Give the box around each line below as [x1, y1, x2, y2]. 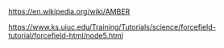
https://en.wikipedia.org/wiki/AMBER [8, 7, 131, 16]
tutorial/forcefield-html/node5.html [8, 31, 123, 40]
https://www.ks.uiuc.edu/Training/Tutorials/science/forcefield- [8, 22, 216, 31]
